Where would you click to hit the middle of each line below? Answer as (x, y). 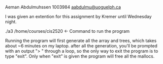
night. (11, 22)
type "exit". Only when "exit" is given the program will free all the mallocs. (80, 56)
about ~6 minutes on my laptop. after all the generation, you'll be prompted (81, 46)
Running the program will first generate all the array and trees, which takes (81, 41)
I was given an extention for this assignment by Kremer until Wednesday (78, 16)
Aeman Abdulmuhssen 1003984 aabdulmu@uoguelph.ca (63, 7)
